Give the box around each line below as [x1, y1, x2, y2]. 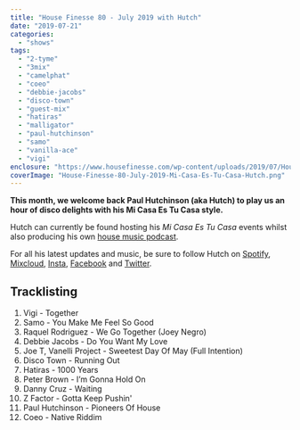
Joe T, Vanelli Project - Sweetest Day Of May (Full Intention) [22, 345, 244, 357]
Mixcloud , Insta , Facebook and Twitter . [10, 258, 152, 269]
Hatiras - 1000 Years [22, 365, 99, 376]
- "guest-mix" [18, 104, 70, 113]
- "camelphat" [18, 71, 70, 80]
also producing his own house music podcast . [10, 231, 179, 242]
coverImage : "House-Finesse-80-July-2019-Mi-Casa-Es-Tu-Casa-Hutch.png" [10, 170, 286, 179]
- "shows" [18, 37, 54, 47]
